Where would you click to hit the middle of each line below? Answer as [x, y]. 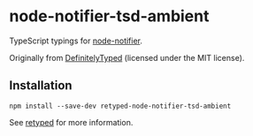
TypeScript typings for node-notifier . [76, 41]
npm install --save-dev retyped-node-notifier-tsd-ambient [120, 106]
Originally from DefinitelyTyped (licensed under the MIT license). [127, 57]
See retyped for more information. [71, 122]
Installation [41, 86]
